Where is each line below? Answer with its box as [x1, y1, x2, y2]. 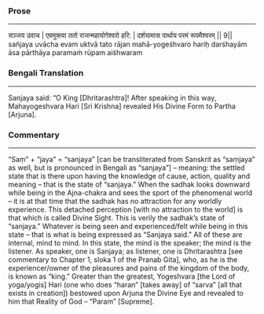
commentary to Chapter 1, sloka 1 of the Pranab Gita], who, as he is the [8, 254, 238, 264]
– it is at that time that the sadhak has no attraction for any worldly [8, 196, 222, 205]
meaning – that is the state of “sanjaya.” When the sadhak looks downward [8, 179, 250, 189]
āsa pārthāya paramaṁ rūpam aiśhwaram [8, 48, 143, 57]
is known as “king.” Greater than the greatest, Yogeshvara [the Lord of [8, 272, 236, 281]
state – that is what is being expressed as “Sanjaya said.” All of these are [8, 230, 243, 239]
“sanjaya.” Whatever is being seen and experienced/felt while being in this [8, 221, 248, 231]
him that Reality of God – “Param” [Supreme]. [8, 297, 155, 306]
